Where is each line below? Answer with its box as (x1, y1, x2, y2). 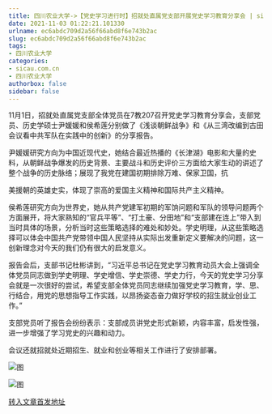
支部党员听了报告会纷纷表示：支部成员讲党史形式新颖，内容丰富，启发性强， (8, 318, 264, 328)
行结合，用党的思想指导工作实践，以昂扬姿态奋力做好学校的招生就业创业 (8, 291, 249, 301)
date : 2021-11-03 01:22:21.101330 (8, 19, 125, 28)
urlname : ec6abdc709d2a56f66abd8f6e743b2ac (8, 27, 158, 35)
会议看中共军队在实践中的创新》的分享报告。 (8, 130, 158, 140)
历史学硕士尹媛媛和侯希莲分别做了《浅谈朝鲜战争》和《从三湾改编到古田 (22, 121, 264, 130)
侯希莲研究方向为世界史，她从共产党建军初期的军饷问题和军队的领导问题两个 (8, 203, 264, 212)
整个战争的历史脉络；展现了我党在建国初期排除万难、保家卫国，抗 (8, 168, 228, 178)
